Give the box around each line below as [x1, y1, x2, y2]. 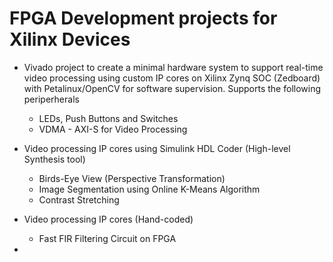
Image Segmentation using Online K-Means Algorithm [38, 183, 261, 195]
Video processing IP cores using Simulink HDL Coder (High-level [23, 142, 291, 154]
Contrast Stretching [38, 193, 120, 206]
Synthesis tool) [23, 153, 86, 165]
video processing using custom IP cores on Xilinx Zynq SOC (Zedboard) [23, 72, 321, 84]
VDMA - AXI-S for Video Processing [38, 123, 188, 135]
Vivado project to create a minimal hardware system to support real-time [23, 61, 324, 73]
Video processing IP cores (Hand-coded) [23, 213, 194, 225]
